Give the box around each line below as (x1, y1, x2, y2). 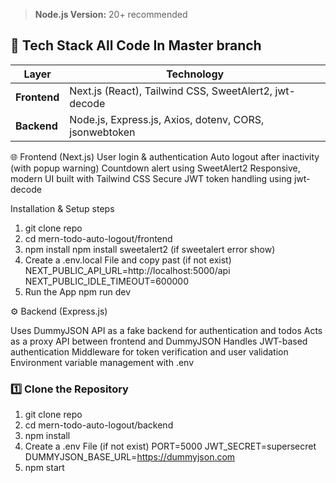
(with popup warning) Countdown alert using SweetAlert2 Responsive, (10, 162, 301, 174)
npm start (24, 462, 65, 474)
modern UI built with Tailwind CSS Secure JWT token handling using (10, 172, 292, 184)
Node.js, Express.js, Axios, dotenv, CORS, (69, 112, 265, 126)
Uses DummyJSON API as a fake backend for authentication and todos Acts (10, 324, 323, 336)
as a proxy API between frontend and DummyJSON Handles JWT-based (10, 335, 308, 347)
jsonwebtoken (69, 125, 136, 139)
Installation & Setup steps (10, 202, 115, 214)
